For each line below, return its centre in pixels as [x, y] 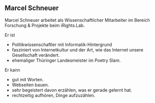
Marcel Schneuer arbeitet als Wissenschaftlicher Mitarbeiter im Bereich [77, 20]
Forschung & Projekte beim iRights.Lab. [45, 25]
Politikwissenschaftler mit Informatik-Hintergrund [62, 45]
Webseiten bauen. [30, 85]
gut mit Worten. [28, 79]
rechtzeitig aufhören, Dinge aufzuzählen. [53, 95]
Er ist [10, 35]
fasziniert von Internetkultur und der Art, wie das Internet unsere [77, 50]
